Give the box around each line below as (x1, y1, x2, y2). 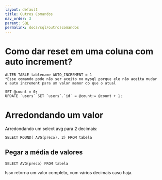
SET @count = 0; (5, 89, 38, 95)
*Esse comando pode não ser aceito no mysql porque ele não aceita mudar (5, 77, 158, 82)
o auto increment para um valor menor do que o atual (5, 81, 116, 86)
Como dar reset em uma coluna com (5, 46, 154, 57)
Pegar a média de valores (5, 148, 83, 157)
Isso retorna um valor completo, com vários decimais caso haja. (5, 169, 133, 175)
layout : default (5, 7, 38, 12)
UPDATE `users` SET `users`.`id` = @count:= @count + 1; (5, 94, 123, 98)
